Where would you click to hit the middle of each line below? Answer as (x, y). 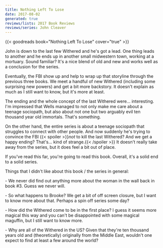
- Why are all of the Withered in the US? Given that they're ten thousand (77, 230)
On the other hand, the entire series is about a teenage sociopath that (75, 126)
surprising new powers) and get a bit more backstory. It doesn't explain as (80, 87)
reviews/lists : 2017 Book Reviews (40, 23)
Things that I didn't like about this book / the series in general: (67, 171)
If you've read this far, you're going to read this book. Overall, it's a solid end (82, 157)
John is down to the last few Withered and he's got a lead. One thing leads (80, 51)
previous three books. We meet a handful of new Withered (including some (80, 82)
